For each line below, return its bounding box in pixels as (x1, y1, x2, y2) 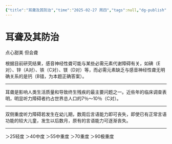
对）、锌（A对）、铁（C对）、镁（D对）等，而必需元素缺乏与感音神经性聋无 (5, 66, 161, 73)
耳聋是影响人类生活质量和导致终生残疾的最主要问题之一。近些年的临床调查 (5, 88, 162, 95)
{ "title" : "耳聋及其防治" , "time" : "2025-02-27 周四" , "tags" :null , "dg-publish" (5, 7, 167, 13)
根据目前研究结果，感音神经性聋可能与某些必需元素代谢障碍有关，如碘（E (5, 60, 161, 66)
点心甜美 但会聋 (5, 49, 38, 56)
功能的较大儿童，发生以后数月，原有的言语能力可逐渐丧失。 (5, 117, 131, 123)
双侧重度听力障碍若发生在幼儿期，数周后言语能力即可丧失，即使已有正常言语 (5, 111, 167, 117)
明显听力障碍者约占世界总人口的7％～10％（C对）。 (14, 95, 121, 101)
